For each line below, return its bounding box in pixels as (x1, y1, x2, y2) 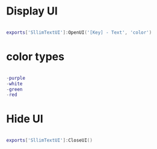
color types (6, 50, 65, 63)
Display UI (6, 4, 58, 18)
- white (6, 80, 23, 87)
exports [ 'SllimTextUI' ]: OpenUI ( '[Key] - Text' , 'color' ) (6, 29, 152, 36)
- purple (6, 75, 26, 81)
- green (6, 86, 23, 92)
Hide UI (6, 112, 43, 126)
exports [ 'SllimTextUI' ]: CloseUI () (6, 138, 93, 144)
